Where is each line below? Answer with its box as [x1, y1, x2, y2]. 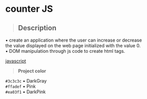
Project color [17, 68, 46, 74]
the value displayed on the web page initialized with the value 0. [5, 43, 141, 49]
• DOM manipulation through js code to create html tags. [5, 48, 125, 54]
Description [17, 24, 57, 32]
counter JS [5, 3, 53, 15]
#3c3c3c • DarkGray [5, 78, 47, 84]
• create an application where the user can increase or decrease [5, 37, 142, 43]
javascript [5, 58, 27, 64]
